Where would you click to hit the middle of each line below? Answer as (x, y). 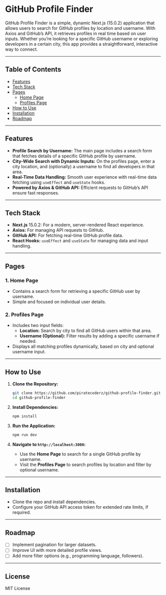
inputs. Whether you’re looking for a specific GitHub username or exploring (82, 39)
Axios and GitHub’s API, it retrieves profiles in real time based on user (76, 33)
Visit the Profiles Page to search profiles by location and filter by (85, 464)
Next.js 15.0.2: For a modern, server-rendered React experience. (78, 225)
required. (21, 513)
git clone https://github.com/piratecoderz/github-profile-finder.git (86, 393)
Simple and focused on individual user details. (59, 302)
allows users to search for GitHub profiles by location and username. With (80, 28)
